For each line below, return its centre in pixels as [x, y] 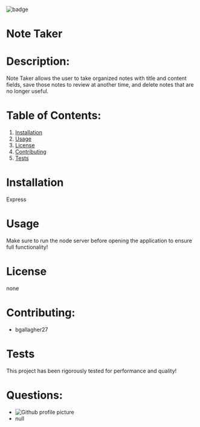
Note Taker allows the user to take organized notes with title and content [97, 78]
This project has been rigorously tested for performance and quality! [92, 371]
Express [16, 199]
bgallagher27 [31, 329]
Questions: [35, 395]
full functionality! [27, 247]
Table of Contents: [54, 116]
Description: [38, 61]
